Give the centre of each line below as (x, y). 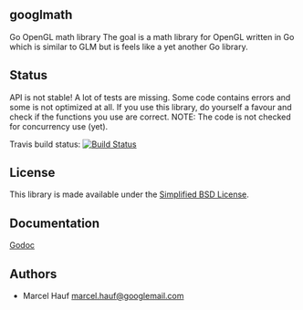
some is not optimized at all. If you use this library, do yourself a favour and (151, 107)
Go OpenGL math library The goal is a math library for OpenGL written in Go (152, 36)
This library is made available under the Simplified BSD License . (129, 194)
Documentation (55, 223)
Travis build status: (45, 144)
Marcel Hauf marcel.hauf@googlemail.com (103, 296)
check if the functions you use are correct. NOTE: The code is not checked (151, 117)
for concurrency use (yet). (59, 126)
